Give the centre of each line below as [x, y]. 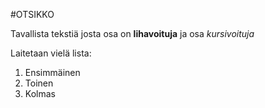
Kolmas [40, 93]
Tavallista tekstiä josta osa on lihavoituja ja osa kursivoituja [132, 33]
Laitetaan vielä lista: [51, 53]
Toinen [39, 83]
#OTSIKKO [32, 14]
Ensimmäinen [52, 72]
